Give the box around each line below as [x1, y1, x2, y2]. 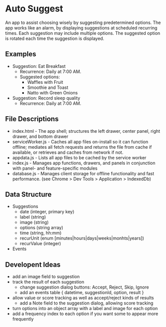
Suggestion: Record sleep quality [12, 95, 81, 101]
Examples [5, 50, 36, 58]
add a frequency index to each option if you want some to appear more [12, 311, 159, 317]
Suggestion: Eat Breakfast [12, 63, 66, 69]
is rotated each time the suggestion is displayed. [5, 35, 104, 41]
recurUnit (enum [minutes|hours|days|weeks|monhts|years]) [19, 235, 144, 241]
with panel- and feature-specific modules [12, 165, 98, 171]
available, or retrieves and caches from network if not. [12, 149, 123, 155]
